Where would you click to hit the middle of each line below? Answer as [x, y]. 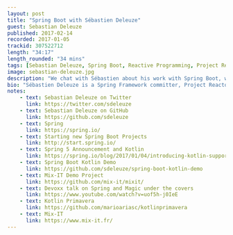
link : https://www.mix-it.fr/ [69, 220]
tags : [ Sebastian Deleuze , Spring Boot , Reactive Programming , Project [113, 65]
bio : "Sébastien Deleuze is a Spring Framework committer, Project [107, 85]
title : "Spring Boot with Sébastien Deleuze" [74, 20]
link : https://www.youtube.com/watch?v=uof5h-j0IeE [102, 195]
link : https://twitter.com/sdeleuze [78, 104]
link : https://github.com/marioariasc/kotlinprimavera [106, 208]
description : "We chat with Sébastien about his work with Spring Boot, [114, 78]
